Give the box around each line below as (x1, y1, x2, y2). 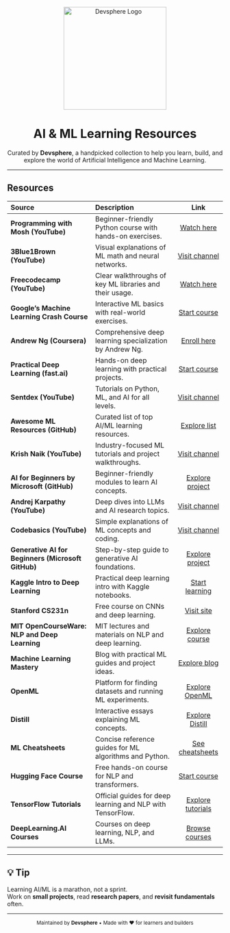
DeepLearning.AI (10, 823, 67, 833)
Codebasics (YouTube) (10, 525, 87, 535)
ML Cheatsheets (10, 742, 66, 752)
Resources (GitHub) (10, 425, 77, 435)
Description (94, 202, 135, 212)
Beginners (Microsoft (10, 553, 81, 563)
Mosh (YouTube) (10, 227, 66, 237)
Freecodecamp (10, 275, 61, 284)
